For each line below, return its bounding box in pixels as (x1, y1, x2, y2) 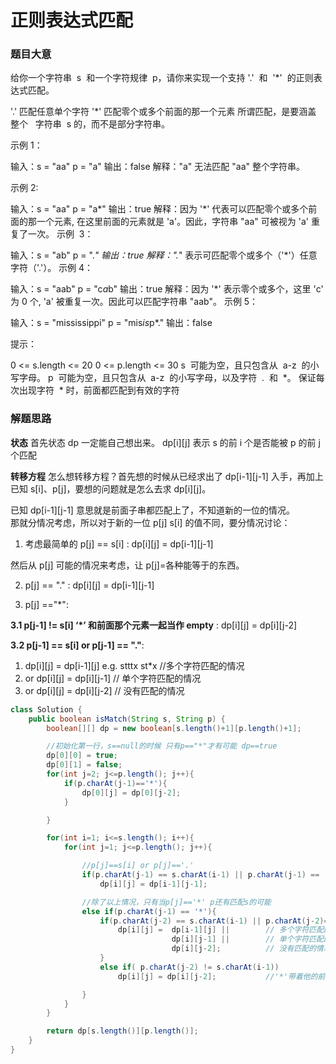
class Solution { (10, 704, 83, 715)
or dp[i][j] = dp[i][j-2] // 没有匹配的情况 (24, 684, 185, 696)
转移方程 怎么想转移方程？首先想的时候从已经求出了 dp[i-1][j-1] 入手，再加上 (10, 470, 324, 482)
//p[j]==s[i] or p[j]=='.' (81, 861, 195, 871)
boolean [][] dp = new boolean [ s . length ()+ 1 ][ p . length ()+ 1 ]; (46, 723, 302, 733)
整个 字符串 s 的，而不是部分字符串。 (10, 118, 171, 130)
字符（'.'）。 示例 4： (10, 262, 94, 274)
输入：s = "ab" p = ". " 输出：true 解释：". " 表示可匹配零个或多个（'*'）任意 (10, 249, 318, 261)
